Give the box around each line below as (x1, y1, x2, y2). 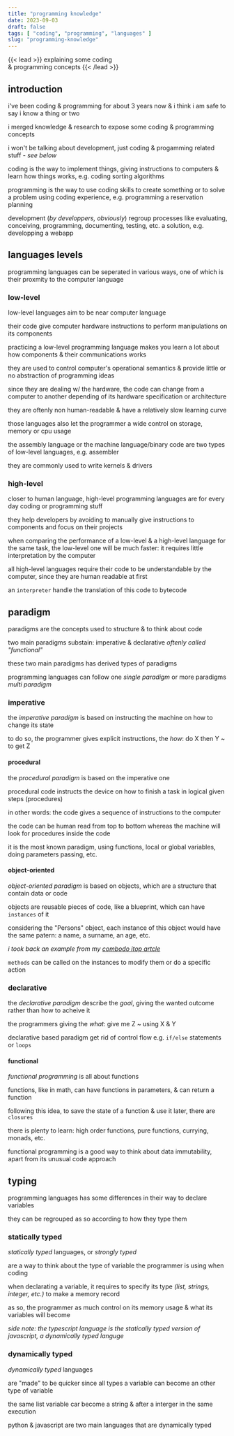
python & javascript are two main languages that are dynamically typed (8, 1421, 212, 1429)
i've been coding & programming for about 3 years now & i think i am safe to (8, 101, 226, 110)
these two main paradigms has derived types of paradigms (8, 659, 177, 668)
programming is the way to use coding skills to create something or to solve (8, 185, 226, 194)
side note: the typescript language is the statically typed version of (8, 1324, 201, 1333)
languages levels (8, 249, 83, 261)
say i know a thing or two (8, 109, 80, 117)
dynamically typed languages (8, 1365, 93, 1374)
